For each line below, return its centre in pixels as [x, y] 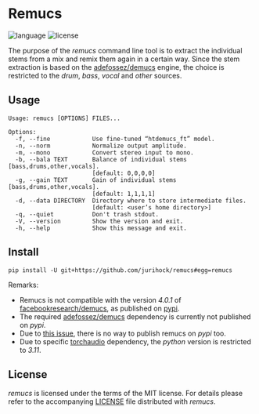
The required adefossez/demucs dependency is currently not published [135, 316]
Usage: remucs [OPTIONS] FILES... [65, 118]
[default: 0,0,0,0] [124, 173]
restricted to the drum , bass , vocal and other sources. [95, 75]
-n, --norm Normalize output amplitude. [101, 146]
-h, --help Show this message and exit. [101, 228]
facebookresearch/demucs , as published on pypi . [99, 308]
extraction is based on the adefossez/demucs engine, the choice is [116, 67]
